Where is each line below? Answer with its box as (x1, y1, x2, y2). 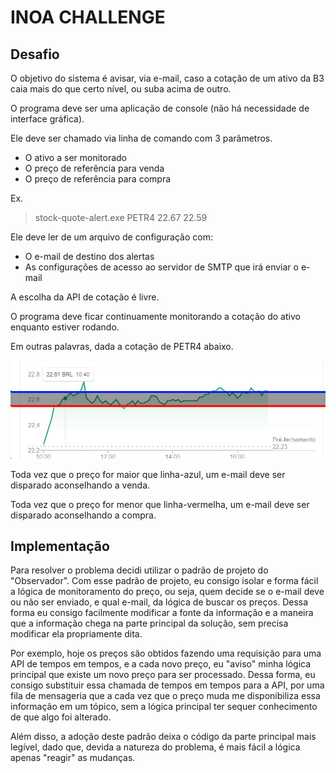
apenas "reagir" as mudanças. (10, 752, 136, 764)
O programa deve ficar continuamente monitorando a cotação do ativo (10, 311, 301, 322)
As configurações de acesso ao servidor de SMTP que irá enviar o (24, 261, 299, 273)
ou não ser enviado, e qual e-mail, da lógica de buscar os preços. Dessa (10, 596, 309, 608)
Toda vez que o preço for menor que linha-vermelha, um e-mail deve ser (10, 498, 310, 510)
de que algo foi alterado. (10, 711, 112, 723)
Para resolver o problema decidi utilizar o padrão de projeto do (10, 564, 269, 576)
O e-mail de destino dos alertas (24, 251, 155, 262)
